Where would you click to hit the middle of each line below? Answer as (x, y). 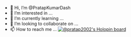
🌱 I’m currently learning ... (37, 18)
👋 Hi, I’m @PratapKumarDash (40, 8)
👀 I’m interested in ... (31, 13)
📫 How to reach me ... (33, 29)
